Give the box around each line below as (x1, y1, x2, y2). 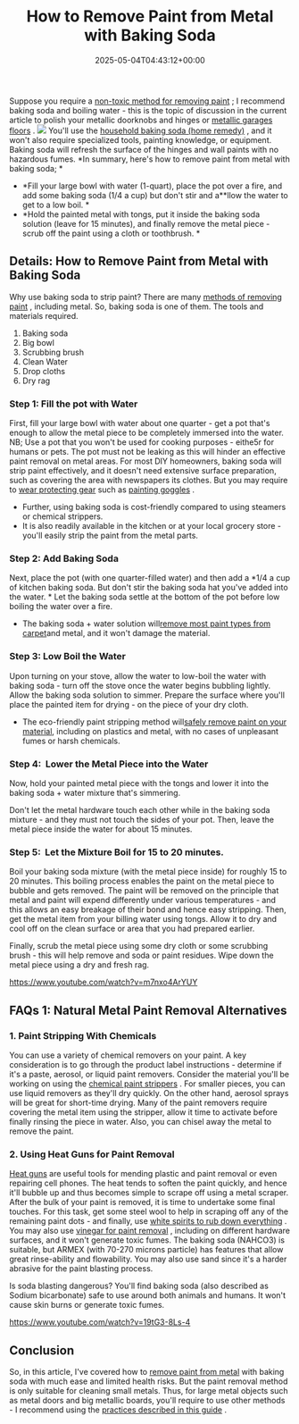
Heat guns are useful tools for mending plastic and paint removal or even (9, 1169, 278, 1179)
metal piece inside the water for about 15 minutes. (9, 824, 193, 834)
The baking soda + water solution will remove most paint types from (21, 618, 271, 629)
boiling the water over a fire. (9, 601, 113, 612)
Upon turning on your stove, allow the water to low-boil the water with (9, 670, 267, 681)
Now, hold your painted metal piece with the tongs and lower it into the (9, 777, 270, 788)
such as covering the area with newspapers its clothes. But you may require (9, 475, 288, 486)
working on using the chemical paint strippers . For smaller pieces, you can (9, 1078, 286, 1089)
